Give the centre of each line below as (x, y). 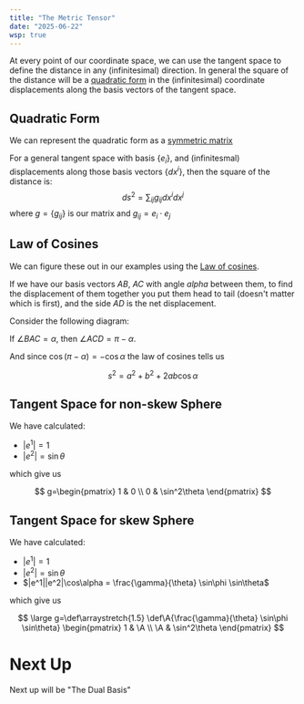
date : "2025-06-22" (46, 26)
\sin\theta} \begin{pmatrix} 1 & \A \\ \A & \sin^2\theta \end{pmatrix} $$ (153, 627)
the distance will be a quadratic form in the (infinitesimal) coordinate (137, 80)
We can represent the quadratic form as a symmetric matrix (122, 140)
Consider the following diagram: (70, 321)
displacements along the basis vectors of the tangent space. (123, 90)
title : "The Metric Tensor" (63, 18)
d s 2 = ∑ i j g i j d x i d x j (153, 197)
